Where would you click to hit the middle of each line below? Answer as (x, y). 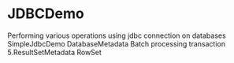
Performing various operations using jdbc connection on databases (117, 35)
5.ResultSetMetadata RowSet (54, 52)
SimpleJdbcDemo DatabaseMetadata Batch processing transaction (117, 43)
